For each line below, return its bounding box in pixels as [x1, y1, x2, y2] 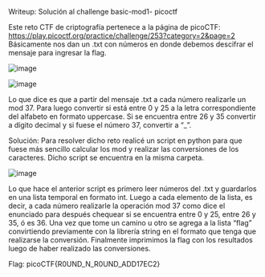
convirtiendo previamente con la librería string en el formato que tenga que [8, 226, 257, 236]
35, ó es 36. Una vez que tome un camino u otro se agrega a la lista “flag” [8, 218, 252, 227]
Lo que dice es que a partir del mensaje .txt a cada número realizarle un [8, 95, 247, 104]
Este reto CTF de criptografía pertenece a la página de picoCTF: [8, 22, 221, 31]
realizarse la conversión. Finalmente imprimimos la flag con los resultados [8, 235, 253, 244]
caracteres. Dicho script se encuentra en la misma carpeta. [8, 153, 205, 162]
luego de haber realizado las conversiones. [8, 244, 151, 253]
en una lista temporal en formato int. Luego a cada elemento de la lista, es [8, 193, 253, 202]
